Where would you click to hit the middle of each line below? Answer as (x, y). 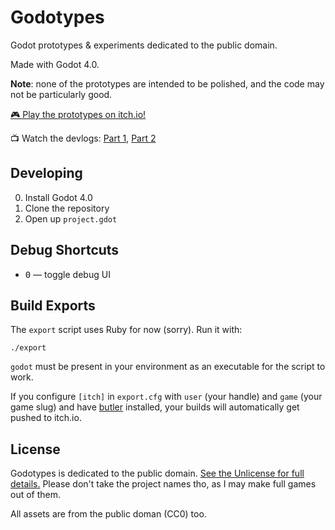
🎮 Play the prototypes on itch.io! (78, 114)
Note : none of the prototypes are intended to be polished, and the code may (167, 83)
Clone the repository (67, 208)
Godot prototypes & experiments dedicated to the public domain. (144, 45)
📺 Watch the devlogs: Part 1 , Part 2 (83, 138)
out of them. (36, 495)
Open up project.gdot (71, 218)
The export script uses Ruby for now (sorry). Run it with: (126, 330)
